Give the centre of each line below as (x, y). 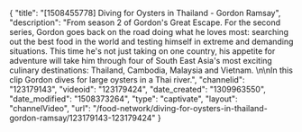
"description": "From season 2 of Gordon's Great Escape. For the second (145, 22)
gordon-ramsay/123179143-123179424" (82, 118)
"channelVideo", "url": (50, 108)
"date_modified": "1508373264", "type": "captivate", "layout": (124, 99)
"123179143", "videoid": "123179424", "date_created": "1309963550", (137, 89)
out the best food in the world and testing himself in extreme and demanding (151, 41)
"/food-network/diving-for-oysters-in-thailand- (180, 108)
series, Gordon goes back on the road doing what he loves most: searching (149, 32)
